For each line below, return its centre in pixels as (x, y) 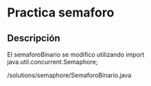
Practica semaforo (61, 13)
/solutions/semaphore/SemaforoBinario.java (69, 75)
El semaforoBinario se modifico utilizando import (76, 54)
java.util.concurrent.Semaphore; (53, 62)
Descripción (34, 38)
